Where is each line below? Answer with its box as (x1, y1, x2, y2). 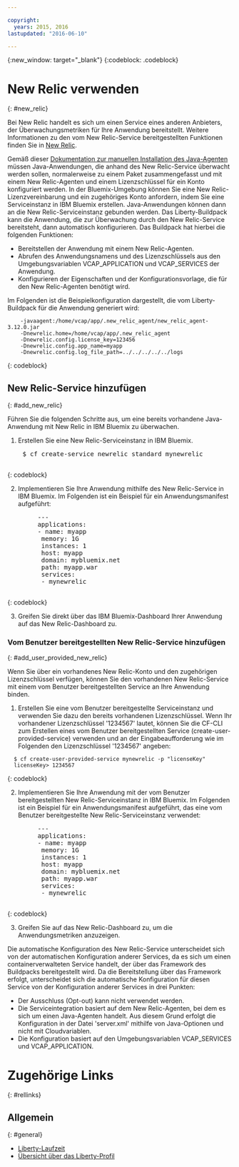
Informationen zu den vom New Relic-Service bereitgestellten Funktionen (7, 133, 223, 142)
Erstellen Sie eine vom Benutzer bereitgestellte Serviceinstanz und (17, 704, 214, 712)
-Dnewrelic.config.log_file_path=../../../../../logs (20, 349, 183, 356)
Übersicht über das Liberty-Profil (17, 1152, 116, 1161)
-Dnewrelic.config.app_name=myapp (20, 343, 123, 350)
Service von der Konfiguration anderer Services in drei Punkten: (7, 983, 195, 991)
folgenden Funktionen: (7, 231, 73, 239)
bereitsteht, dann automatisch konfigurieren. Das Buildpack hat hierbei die (7, 223, 226, 232)
